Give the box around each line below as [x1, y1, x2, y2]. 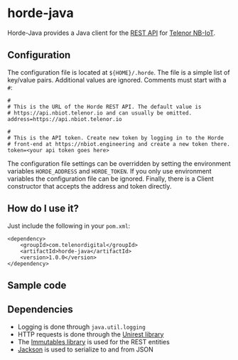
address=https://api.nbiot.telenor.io [7, 115, 122, 122]
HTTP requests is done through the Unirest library [17, 329, 164, 339]
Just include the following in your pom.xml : [7, 221, 131, 230]
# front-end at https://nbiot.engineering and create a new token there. [7, 140, 231, 147]
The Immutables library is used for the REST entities [17, 337, 171, 346]
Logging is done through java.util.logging [17, 322, 146, 331]
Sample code [7, 279, 67, 291]
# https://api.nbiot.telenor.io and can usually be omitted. [7, 109, 193, 117]
